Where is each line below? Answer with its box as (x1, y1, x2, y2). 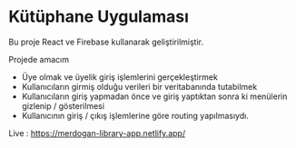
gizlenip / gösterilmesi (21, 100, 105, 111)
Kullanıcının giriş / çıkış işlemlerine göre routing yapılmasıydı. (21, 110, 249, 121)
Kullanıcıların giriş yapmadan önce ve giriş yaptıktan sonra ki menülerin (21, 91, 288, 102)
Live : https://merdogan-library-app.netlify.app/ (8, 127, 186, 138)
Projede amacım (8, 54, 70, 64)
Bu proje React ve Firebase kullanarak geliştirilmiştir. (8, 36, 203, 47)
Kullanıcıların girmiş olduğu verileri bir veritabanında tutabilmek (21, 81, 258, 92)
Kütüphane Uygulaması (8, 6, 190, 27)
